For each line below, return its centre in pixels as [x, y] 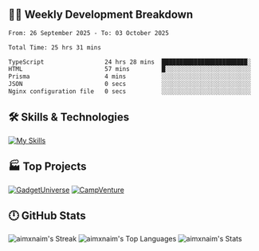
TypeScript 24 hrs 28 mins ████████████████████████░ [129, 62]
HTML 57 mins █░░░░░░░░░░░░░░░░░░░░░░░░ [129, 69]
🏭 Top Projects [47, 167]
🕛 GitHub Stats [47, 216]
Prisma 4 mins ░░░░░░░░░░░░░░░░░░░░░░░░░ [129, 76]
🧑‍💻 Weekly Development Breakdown [101, 15]
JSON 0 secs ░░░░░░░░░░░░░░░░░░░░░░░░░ [129, 84]
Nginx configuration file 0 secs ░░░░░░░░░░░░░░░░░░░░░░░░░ [129, 92]
